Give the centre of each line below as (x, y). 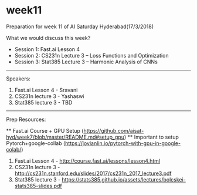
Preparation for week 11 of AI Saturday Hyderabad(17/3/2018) (80, 26)
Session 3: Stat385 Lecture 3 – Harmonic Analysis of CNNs (86, 62)
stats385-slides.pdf (38, 186)
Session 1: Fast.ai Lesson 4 (47, 49)
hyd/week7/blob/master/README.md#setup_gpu (65, 137)
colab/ (14, 149)
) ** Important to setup (151, 137)
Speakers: (18, 78)
